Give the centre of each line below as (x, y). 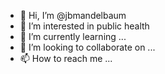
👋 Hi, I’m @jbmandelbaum (73, 15)
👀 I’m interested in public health (84, 26)
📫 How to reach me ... (66, 58)
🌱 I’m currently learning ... (73, 36)
